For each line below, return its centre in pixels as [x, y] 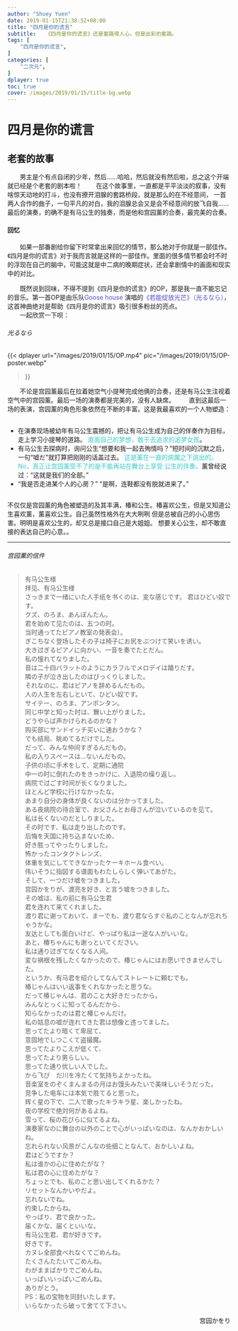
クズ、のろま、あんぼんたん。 [68, 614]
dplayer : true [28, 80]
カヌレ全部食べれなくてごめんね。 [74, 1252]
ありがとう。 [43, 1288]
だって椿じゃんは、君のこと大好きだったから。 [93, 995]
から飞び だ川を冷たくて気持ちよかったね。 [90, 1075]
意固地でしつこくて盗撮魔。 [65, 1040]
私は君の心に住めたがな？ [62, 1172]
